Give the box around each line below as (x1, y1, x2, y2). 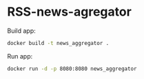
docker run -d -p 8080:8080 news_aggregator (7, 65, 137, 72)
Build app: (7, 27, 36, 35)
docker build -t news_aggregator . (7, 39, 110, 46)
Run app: (7, 52, 33, 60)
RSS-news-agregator (7, 4, 132, 20)
